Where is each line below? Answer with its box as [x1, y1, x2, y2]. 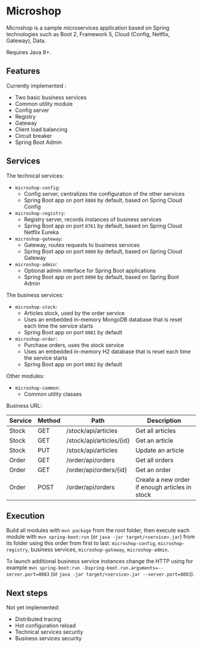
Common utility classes [23, 390, 82, 397]
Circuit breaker [14, 132, 52, 139]
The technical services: [6, 172, 64, 179]
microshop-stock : [14, 303, 58, 310]
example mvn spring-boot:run [6, 564, 80, 572]
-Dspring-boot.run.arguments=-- [82, 565, 164, 572]
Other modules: [6, 372, 45, 379]
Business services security [14, 635, 82, 642]
